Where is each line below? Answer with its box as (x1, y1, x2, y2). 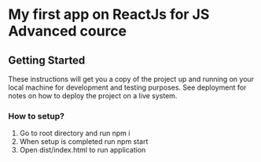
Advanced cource (8, 22, 127, 40)
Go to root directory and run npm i (19, 128, 130, 138)
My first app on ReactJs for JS (8, 6, 210, 24)
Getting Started (8, 53, 86, 67)
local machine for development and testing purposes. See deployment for (8, 83, 247, 92)
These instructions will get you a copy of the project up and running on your (8, 75, 254, 83)
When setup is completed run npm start (19, 137, 149, 146)
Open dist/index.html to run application (19, 145, 146, 155)
